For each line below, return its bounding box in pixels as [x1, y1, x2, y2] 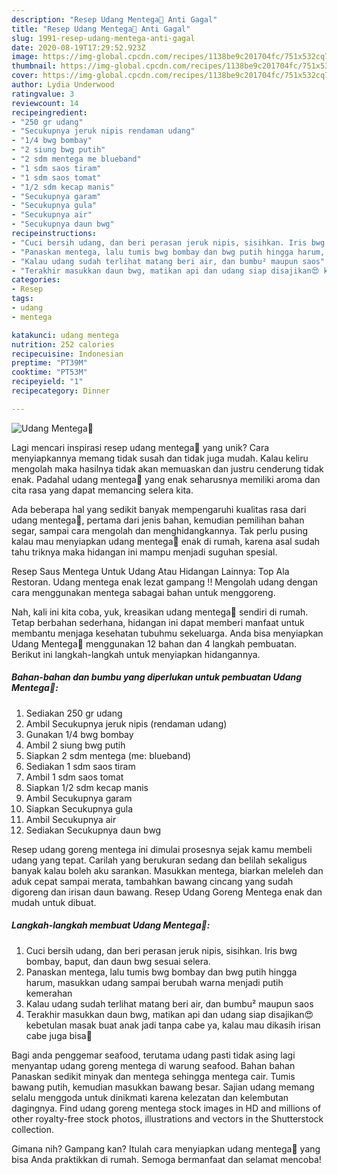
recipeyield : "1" [11, 377, 84, 387]
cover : [11, 71, 39, 81]
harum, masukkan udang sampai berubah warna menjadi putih [25, 976, 284, 988]
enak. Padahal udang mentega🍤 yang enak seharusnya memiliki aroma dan [11, 473, 321, 485]
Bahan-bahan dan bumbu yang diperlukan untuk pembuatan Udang [11, 671, 303, 683]
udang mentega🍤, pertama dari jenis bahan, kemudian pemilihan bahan [11, 514, 305, 526]
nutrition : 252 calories [11, 339, 115, 350]
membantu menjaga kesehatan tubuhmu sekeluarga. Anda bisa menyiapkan [11, 627, 324, 639]
